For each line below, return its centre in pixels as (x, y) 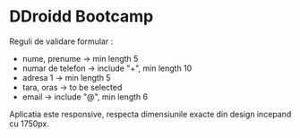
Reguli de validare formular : (61, 41)
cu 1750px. (29, 124)
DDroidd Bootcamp (81, 17)
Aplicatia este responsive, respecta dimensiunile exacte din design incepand (150, 114)
